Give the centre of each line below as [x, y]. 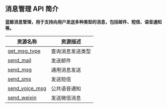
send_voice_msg [27, 88]
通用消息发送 [66, 70]
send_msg [20, 70]
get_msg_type [24, 51]
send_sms [19, 79]
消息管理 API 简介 [32, 9]
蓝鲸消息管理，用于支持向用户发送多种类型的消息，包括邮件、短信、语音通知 [83, 22]
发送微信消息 [66, 98]
